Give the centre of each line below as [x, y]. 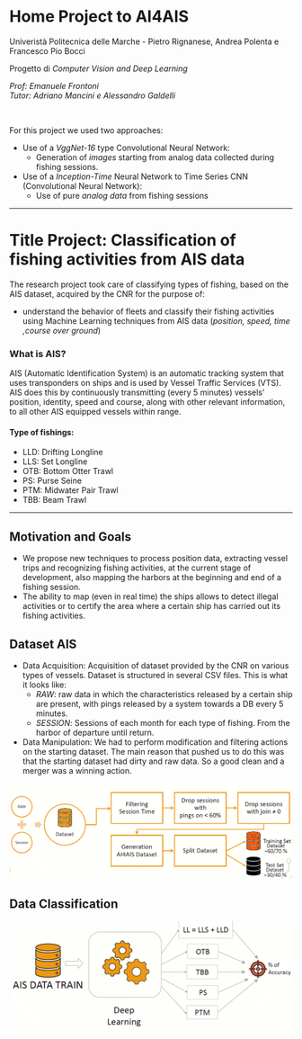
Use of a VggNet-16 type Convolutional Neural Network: [126, 148]
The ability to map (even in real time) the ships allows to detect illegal [150, 596]
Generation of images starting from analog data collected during [155, 157]
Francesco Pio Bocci [47, 50]
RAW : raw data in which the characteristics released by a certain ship [164, 694]
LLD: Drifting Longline [62, 452]
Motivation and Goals [71, 537]
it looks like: [44, 685]
